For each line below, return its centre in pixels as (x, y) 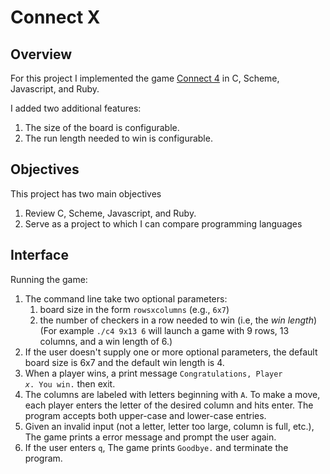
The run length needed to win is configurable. (118, 138)
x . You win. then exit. (70, 383)
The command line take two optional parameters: (126, 298)
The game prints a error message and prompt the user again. (150, 437)
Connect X (55, 17)
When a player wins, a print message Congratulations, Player (153, 373)
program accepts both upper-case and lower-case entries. (145, 415)
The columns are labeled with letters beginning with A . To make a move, (172, 394)
